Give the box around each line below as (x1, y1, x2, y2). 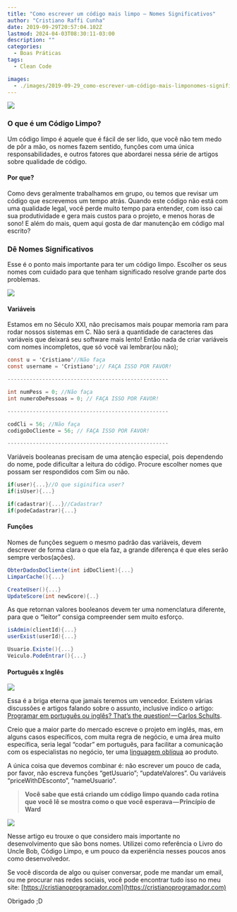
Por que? (7, 174, 35, 182)
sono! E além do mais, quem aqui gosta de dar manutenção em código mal (7, 219, 224, 227)
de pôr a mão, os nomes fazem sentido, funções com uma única (7, 142, 195, 150)
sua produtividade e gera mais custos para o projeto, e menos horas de (7, 211, 215, 220)
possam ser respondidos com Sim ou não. (7, 467, 130, 476)
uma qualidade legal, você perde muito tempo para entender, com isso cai (7, 204, 223, 212)
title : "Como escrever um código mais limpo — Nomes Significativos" (7, 10, 217, 18)
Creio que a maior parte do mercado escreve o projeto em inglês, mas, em (7, 725, 224, 734)
